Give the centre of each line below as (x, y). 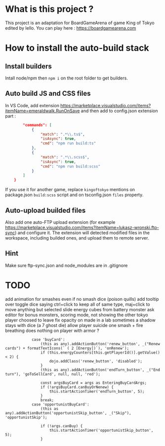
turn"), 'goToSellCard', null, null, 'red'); (53, 374)
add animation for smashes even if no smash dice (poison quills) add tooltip (82, 299)
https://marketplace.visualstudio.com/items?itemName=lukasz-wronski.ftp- (82, 227)
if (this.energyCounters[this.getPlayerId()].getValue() (100, 352)
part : (11, 116)
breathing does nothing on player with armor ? (52, 330)
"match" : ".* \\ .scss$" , (65, 157)
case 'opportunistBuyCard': (61, 404)
